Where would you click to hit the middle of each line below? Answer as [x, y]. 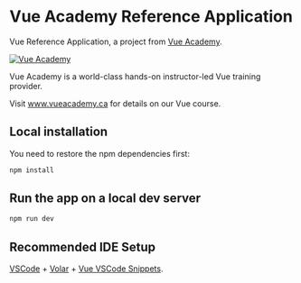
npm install [32, 170]
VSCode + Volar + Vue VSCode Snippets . [86, 269]
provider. [26, 86]
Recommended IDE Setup [83, 246]
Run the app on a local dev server [105, 199]
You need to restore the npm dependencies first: [99, 153]
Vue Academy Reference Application [151, 17]
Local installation [59, 132]
